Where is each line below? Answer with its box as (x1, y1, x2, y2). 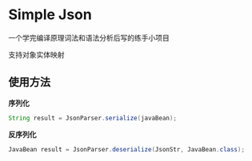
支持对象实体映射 (8, 49, 65, 59)
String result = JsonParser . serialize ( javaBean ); (8, 114, 178, 122)
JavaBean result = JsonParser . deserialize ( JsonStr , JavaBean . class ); (8, 145, 246, 153)
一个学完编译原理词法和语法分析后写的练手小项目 (8, 33, 170, 42)
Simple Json (8, 6, 92, 24)
